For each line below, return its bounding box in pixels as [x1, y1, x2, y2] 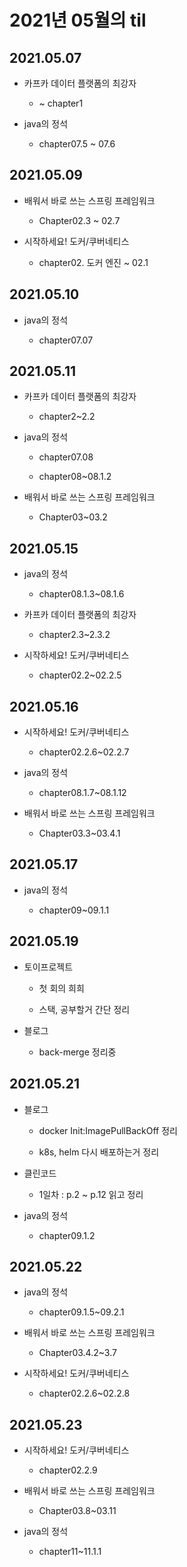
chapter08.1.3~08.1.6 [38, 588, 125, 600]
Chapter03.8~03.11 [38, 1505, 117, 1517]
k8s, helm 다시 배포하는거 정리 [38, 1146, 160, 1158]
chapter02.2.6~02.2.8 [38, 1387, 131, 1400]
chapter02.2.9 [38, 1464, 98, 1476]
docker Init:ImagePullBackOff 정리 [38, 1124, 178, 1136]
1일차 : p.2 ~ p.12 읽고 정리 [38, 1188, 144, 1200]
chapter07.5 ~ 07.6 [38, 138, 116, 150]
